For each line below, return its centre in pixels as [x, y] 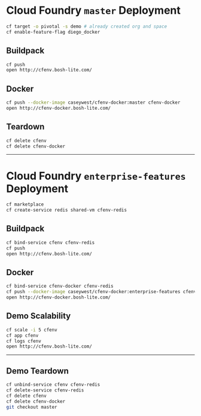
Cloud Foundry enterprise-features [96, 176]
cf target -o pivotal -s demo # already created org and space [87, 26]
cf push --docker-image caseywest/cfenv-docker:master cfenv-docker [93, 103]
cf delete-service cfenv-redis [45, 390]
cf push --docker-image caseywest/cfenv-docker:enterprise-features [93, 292]
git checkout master [32, 407]
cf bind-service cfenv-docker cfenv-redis [60, 286]
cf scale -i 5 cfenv [32, 330]
